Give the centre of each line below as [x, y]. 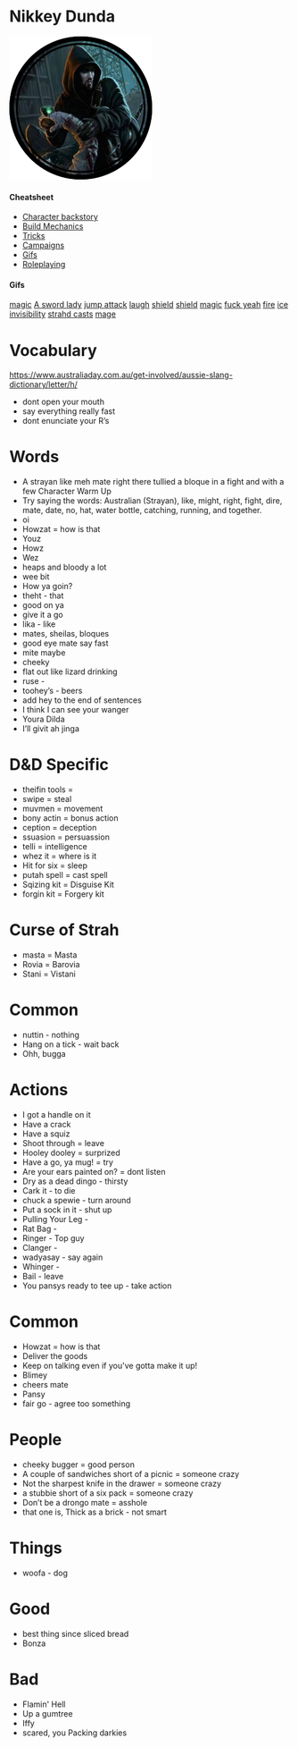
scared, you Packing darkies [74, 1733]
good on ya [43, 605]
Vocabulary [53, 350]
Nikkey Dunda [62, 17]
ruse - [33, 681]
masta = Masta [50, 955]
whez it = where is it [59, 857]
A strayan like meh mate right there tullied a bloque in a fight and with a [153, 482]
